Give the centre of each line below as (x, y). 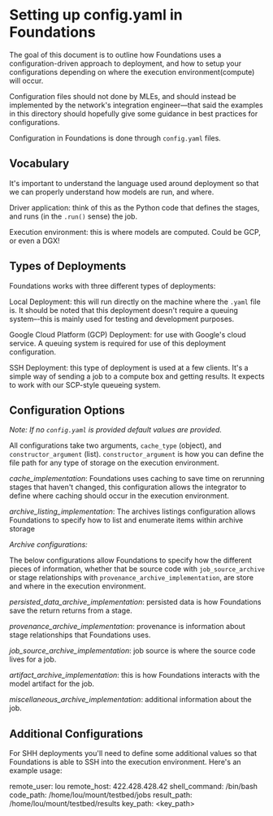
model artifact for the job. (52, 684)
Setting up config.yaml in (96, 15)
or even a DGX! (35, 241)
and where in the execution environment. (78, 586)
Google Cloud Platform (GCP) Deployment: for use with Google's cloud (128, 334)
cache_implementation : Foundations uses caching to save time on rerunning (137, 479)
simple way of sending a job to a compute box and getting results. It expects (137, 376)
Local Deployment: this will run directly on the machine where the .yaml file (135, 302)
